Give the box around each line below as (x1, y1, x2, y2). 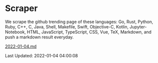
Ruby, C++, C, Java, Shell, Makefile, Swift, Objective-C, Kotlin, (5, 24, 129, 29)
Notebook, (5, 29, 26, 35)
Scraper (5, 3, 38, 14)
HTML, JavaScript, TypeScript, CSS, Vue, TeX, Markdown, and (27, 29, 152, 35)
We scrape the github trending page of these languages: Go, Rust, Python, (5, 19, 154, 25)
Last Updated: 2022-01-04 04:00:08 (5, 52, 78, 58)
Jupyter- (129, 24, 147, 29)
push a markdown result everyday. (5, 34, 74, 40)
